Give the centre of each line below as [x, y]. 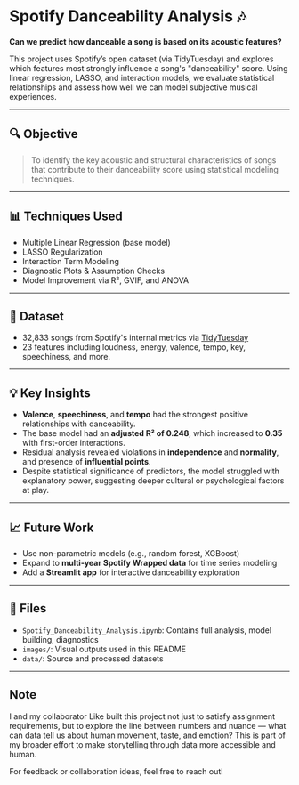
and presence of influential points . [86, 462]
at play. [36, 490]
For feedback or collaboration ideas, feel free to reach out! [117, 771]
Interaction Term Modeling [71, 261]
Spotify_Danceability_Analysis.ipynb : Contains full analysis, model [147, 630]
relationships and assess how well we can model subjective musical [133, 87]
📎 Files [28, 608]
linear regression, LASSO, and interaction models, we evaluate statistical [142, 77]
